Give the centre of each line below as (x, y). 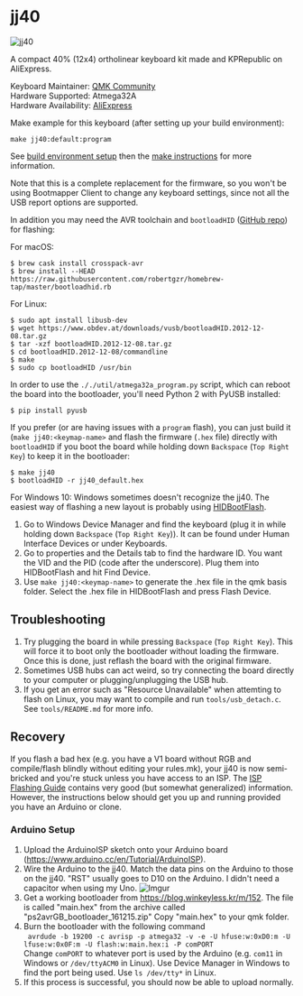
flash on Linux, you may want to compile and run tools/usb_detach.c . (152, 699)
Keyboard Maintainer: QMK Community (83, 86)
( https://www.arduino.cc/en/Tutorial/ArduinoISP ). (115, 859)
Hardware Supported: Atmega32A (73, 96)
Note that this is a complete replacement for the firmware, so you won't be (148, 183)
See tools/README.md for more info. (88, 708)
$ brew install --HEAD (53, 271)
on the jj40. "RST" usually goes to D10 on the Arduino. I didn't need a (151, 878)
